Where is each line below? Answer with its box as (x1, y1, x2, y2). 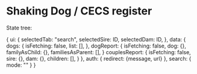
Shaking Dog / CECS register (6, 4, 152, 18)
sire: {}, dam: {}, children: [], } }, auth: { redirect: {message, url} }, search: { (6, 55, 192, 62)
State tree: (6, 24, 33, 31)
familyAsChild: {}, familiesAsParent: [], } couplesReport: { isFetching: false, (6, 48, 191, 55)
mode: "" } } (6, 61, 36, 69)
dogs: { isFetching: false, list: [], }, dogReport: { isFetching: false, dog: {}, (6, 42, 187, 49)
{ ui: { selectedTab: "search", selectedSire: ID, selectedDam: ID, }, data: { (6, 35, 186, 43)
